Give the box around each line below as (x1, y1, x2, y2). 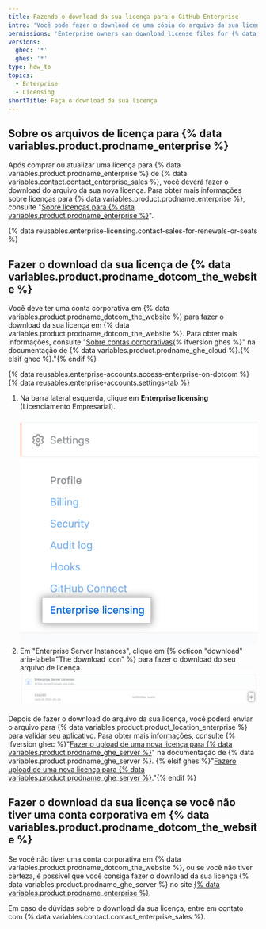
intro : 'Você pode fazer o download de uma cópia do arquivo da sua (8, 21, 239, 29)
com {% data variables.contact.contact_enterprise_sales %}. (8, 912, 206, 921)
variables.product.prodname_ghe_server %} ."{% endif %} (8, 773, 197, 782)
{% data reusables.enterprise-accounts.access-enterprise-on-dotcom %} (8, 370, 250, 378)
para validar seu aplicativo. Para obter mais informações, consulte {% (8, 731, 236, 740)
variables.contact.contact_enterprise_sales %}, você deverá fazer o (8, 177, 229, 186)
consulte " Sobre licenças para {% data (8, 202, 135, 212)
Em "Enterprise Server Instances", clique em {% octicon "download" (19, 647, 243, 656)
